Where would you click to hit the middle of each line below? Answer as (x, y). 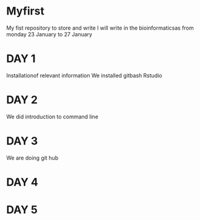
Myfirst (25, 11)
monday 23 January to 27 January (49, 34)
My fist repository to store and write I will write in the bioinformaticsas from (100, 28)
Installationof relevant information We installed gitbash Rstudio (84, 75)
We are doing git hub (32, 158)
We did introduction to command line (52, 117)
